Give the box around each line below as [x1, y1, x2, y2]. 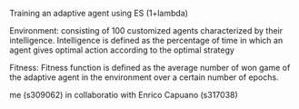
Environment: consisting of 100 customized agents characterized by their [9, 25, 284, 35]
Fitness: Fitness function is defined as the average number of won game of [9, 63, 291, 73]
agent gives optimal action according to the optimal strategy [9, 45, 234, 55]
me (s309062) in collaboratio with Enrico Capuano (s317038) [9, 90, 238, 100]
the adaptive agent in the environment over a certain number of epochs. [9, 72, 279, 83]
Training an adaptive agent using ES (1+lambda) [9, 8, 189, 18]
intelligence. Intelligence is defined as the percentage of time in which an [9, 35, 284, 45]
